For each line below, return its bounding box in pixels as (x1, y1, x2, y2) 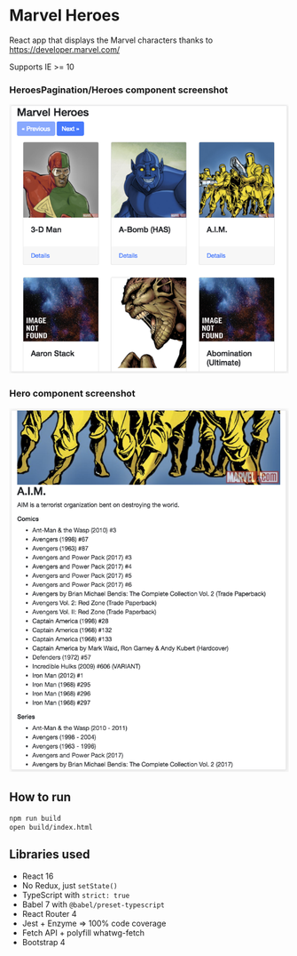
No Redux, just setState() (21, 880, 118, 890)
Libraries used (9, 847, 90, 863)
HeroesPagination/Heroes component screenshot (9, 84, 229, 96)
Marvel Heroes (9, 5, 121, 26)
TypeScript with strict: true (21, 889, 130, 900)
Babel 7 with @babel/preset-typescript (21, 899, 166, 910)
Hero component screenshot (9, 388, 136, 400)
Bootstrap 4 (21, 936, 66, 947)
